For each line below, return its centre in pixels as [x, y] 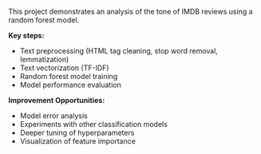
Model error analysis [53, 116]
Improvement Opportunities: [57, 100]
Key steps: [26, 36]
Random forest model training [69, 76]
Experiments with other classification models [93, 124]
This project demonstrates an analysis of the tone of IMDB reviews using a [130, 12]
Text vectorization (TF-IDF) [64, 68]
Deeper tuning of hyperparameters [77, 132]
